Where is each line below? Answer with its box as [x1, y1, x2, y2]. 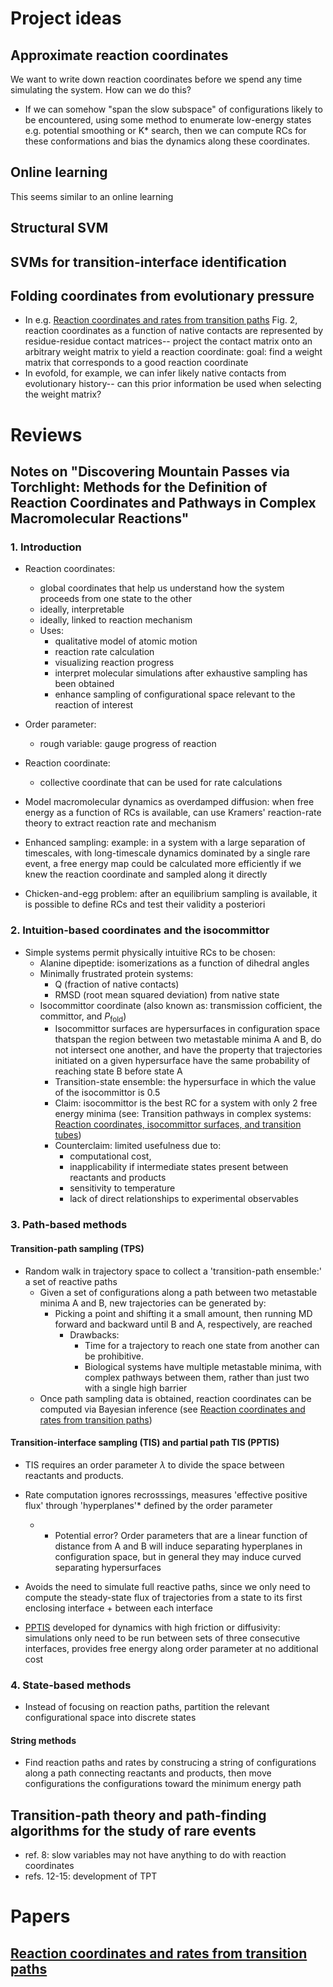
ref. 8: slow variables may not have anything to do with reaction [24, 1849, 287, 1861]
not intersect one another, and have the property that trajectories [54, 1044, 323, 1056]
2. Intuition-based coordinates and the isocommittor [10, 923, 270, 937]
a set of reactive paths [24, 1275, 118, 1287]
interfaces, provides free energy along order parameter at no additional [24, 1642, 319, 1654]
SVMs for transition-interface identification [10, 253, 287, 271]
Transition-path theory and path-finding [10, 1807, 267, 1824]
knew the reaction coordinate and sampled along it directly [24, 868, 268, 881]
